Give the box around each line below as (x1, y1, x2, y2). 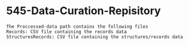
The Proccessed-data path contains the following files (6, 24, 148, 29)
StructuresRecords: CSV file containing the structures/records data (6, 34, 184, 40)
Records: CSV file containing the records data (6, 28, 127, 35)
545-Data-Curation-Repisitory (6, 4, 161, 18)
